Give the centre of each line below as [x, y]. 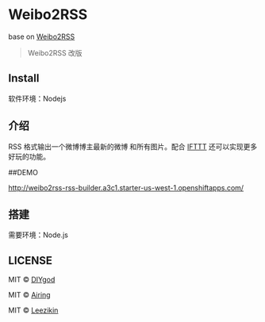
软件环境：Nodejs [37, 98]
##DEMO [23, 172]
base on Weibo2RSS [42, 36]
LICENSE [31, 261]
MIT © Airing [29, 295]
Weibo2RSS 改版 [55, 52]
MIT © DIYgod [32, 280]
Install [24, 78]
